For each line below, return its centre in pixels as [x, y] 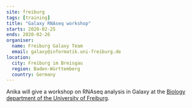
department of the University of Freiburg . [58, 98]
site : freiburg [26, 12]
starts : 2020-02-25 [31, 29]
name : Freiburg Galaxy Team [48, 46]
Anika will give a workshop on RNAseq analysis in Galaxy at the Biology [96, 92]
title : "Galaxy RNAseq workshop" [49, 23]
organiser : [20, 40]
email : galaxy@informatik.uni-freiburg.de [66, 52]
